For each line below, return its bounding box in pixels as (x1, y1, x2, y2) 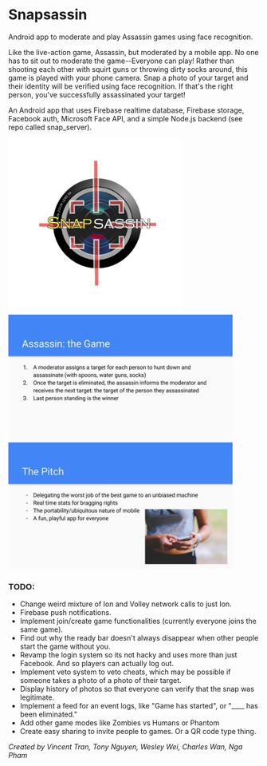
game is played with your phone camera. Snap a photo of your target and (8, 73, 249, 82)
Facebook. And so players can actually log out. (19, 659, 174, 669)
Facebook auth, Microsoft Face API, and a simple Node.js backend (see (8, 113, 243, 123)
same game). (19, 625, 64, 634)
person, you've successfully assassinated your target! (8, 89, 186, 99)
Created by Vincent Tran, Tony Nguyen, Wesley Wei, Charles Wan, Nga (8, 742, 243, 752)
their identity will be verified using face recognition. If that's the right (8, 81, 234, 91)
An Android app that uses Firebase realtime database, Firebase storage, (8, 105, 245, 115)
